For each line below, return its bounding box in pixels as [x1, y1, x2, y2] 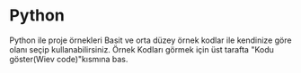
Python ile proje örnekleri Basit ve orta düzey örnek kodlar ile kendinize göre [9, 35, 292, 45]
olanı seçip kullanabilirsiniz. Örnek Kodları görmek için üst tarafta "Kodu [9, 44, 274, 54]
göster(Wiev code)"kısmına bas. [9, 53, 128, 64]
